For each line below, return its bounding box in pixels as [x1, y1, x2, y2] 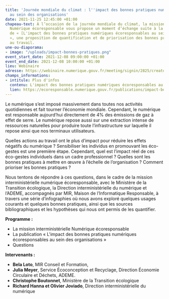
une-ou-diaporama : [5, 45, 44, 50]
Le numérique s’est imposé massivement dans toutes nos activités [5, 101, 143, 107]
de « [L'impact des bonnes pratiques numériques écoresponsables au [10, 31, 156, 36]
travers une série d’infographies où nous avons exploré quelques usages [5, 195, 156, 202]
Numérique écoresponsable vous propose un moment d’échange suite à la [10, 26, 163, 31]
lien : [10, 87, 22, 92]
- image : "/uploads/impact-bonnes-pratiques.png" [5, 49, 112, 54]
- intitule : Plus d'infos [5, 78, 59, 83]
